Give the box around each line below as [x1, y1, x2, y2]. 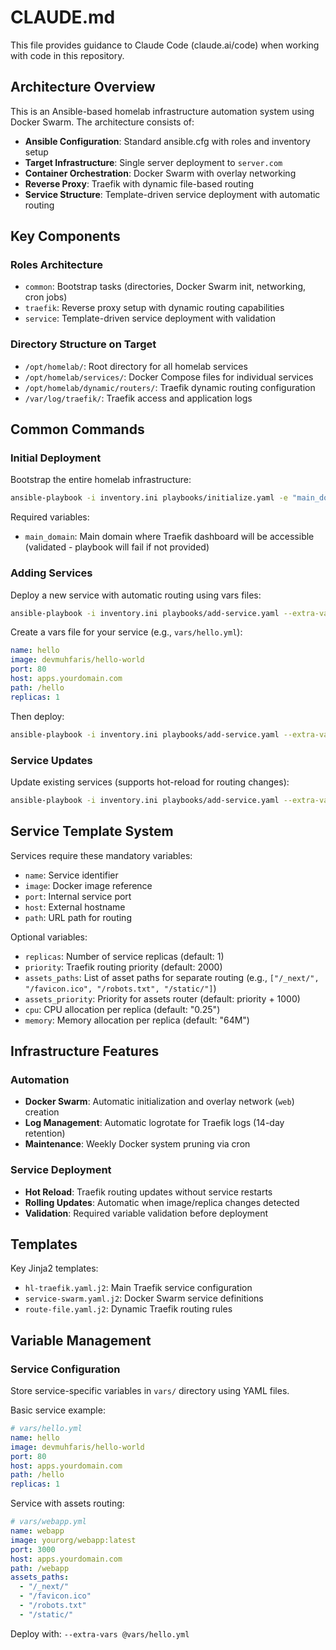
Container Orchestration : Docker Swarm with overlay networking [24, 167, 297, 179]
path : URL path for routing [24, 911, 132, 923]
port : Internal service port [24, 890, 132, 902]
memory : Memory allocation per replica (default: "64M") [24, 1014, 250, 1026]
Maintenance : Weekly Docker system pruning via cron [24, 1138, 251, 1150]
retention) [24, 1127, 66, 1140]
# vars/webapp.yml [10, 1517, 87, 1527]
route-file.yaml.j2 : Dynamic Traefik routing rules [24, 1303, 233, 1315]
